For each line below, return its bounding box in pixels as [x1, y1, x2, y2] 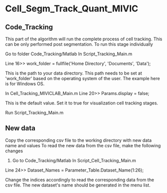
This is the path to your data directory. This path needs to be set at [5, 70, 142, 76]
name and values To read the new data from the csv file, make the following [5, 142, 161, 148]
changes [5, 148, 23, 154]
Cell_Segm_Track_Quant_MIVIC [5, 3, 139, 14]
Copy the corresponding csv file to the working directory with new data [5, 137, 152, 143]
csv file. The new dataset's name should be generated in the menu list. [5, 182, 151, 188]
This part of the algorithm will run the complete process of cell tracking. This [5, 36, 163, 42]
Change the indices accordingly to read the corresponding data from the [5, 177, 155, 183]
